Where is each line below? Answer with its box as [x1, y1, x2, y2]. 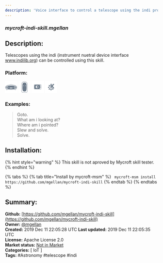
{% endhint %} [5, 164, 35, 170]
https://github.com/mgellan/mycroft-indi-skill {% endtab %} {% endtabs [5, 179, 157, 184]
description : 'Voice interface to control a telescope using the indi [5, 8, 151, 13]
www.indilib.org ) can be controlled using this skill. [5, 57, 105, 63]
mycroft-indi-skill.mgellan [5, 24, 69, 31]
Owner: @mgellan [5, 221, 42, 227]
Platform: [5, 69, 28, 76]
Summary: [5, 198, 37, 206]
